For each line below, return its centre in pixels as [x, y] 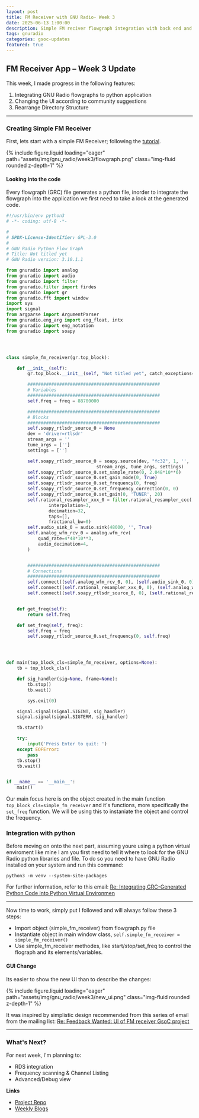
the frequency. [24, 818]
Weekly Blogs [31, 1108]
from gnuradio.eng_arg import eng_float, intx [65, 320]
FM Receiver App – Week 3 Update [71, 69]
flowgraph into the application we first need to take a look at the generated [97, 199]
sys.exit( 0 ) [42, 701]
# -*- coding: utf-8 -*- [37, 221]
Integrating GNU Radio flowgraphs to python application [83, 95]
